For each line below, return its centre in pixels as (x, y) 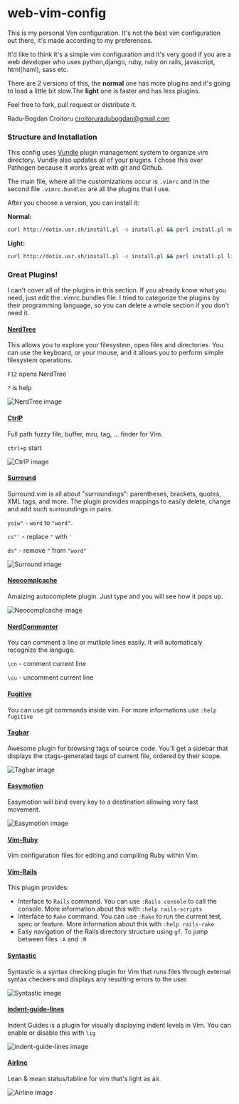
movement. (24, 809)
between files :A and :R (52, 939)
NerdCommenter (33, 626)
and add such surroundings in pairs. (60, 508)
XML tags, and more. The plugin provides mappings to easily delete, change (119, 501)
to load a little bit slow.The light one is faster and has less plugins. (104, 91)
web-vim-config (57, 13)
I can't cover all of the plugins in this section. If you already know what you (117, 290)
